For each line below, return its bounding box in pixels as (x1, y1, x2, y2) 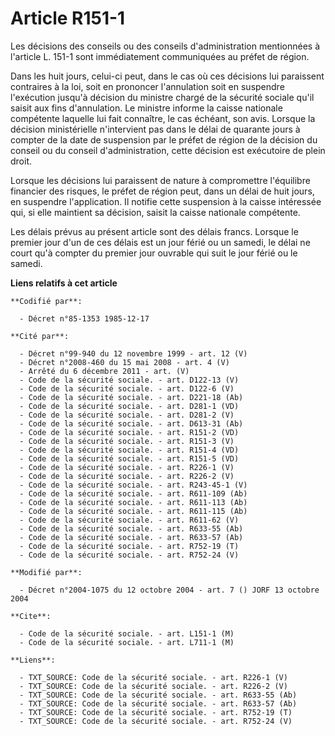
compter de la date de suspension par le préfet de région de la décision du (10, 133, 318, 146)
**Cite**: (10, 611, 52, 621)
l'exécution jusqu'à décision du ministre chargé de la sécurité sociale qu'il (10, 91, 315, 103)
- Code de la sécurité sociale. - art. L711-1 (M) (19, 637, 235, 647)
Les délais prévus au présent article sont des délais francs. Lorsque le (10, 225, 299, 237)
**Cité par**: (10, 331, 70, 341)
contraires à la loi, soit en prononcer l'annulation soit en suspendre (10, 80, 285, 92)
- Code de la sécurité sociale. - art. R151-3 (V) (19, 436, 235, 446)
